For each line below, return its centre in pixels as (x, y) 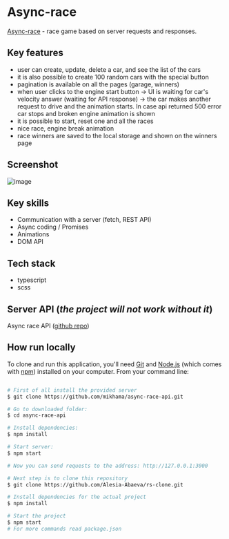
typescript (32, 280)
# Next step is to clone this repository (68, 478)
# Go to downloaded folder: (48, 409)
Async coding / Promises (53, 227)
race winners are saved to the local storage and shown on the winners (117, 135)
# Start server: (30, 447)
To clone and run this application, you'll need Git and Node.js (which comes (114, 364)
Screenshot (33, 165)
